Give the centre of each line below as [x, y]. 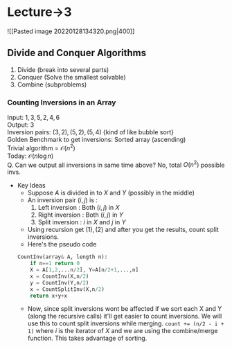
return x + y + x [49, 296]
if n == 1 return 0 [55, 264]
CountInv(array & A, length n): [62, 257]
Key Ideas [32, 186]
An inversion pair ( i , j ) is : [63, 200]
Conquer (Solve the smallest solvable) [71, 77]
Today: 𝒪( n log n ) [30, 156]
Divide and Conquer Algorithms [77, 53]
